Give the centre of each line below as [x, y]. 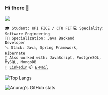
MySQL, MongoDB [21, 62]
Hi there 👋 [17, 8]
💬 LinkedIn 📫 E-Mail [27, 67]
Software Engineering [28, 34]
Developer [15, 43]
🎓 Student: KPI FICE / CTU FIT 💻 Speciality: [54, 29]
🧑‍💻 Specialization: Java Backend [40, 39]
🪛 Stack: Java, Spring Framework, [42, 48]
